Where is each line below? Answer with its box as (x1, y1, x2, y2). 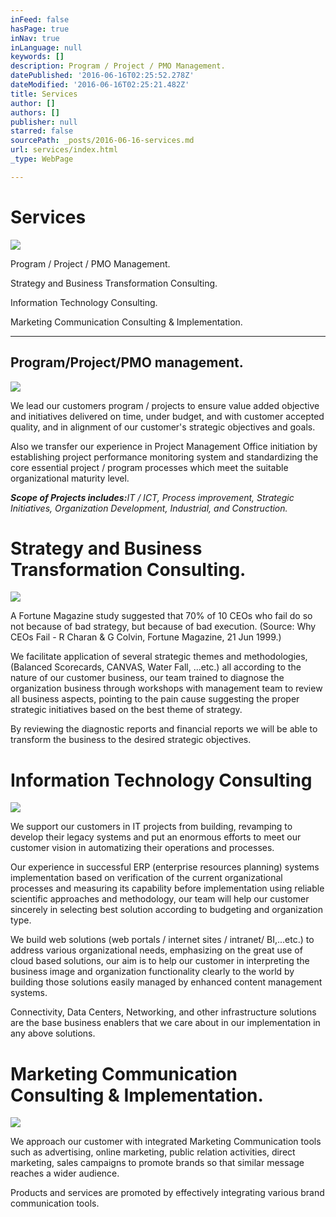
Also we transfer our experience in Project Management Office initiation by (10, 440, 318, 452)
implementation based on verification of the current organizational (10, 872, 283, 884)
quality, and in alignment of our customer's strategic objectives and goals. (10, 421, 316, 433)
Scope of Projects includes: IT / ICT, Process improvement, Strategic (10, 491, 295, 503)
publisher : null (10, 117, 78, 127)
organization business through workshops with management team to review (10, 682, 323, 695)
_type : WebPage (10, 154, 74, 164)
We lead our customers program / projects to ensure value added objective (10, 399, 320, 411)
